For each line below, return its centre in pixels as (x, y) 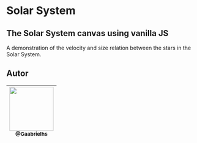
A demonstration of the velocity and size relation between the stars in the (99, 48)
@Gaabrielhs (31, 134)
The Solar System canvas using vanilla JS (87, 33)
